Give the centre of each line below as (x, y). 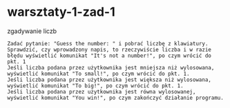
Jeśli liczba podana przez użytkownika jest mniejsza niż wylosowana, (111, 67)
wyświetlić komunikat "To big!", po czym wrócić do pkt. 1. (96, 86)
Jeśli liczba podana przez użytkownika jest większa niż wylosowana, (109, 80)
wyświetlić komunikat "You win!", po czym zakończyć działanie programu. (116, 98)
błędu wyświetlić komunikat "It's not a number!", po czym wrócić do (109, 56)
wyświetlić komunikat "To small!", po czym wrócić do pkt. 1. (98, 74)
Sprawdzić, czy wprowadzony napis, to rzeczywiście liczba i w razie (109, 50)
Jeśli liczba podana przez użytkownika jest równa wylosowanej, (102, 91)
